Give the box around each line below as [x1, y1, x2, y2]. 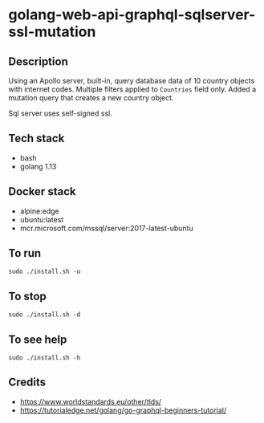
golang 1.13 [19, 161, 57, 171]
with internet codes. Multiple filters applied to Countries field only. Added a [8, 84, 257, 94]
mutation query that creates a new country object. [8, 93, 174, 102]
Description [8, 55, 68, 68]
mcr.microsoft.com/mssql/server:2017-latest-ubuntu [19, 223, 194, 233]
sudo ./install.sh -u [8, 267, 81, 276]
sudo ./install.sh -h [8, 354, 81, 362]
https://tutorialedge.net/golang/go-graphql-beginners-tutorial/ [19, 405, 227, 415]
